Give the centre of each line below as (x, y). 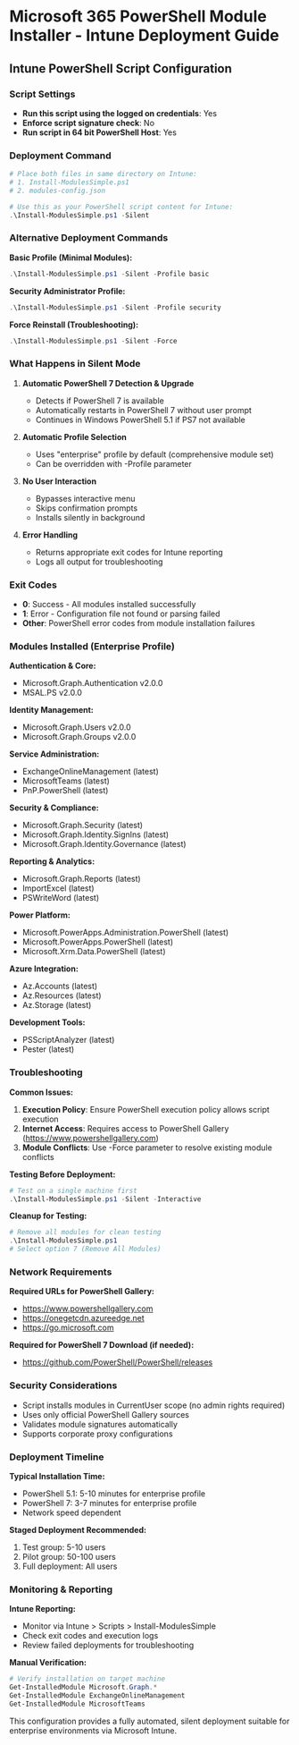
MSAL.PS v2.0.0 (52, 693)
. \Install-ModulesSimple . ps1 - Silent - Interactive (105, 1199)
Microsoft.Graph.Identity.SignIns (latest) (96, 834)
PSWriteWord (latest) (61, 898)
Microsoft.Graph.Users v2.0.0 (76, 727)
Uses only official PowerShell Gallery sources (106, 1414)
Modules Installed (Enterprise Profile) (92, 646)
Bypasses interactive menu (85, 498)
